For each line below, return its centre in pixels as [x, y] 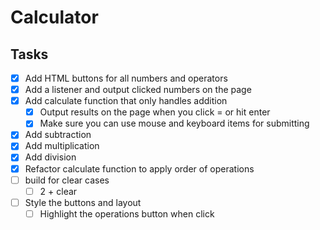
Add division [50, 157]
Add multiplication [62, 146]
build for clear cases [67, 180]
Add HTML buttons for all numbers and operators [126, 78]
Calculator [54, 17]
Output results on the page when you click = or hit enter [155, 112]
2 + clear [58, 191]
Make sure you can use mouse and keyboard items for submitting [174, 123]
